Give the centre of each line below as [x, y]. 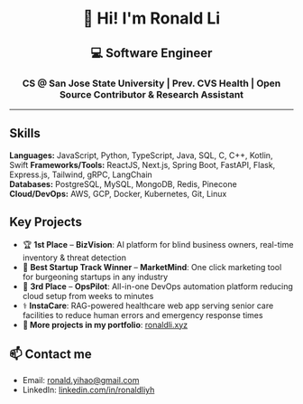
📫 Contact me [50, 354]
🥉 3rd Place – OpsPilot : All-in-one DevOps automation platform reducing [157, 286]
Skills [25, 133]
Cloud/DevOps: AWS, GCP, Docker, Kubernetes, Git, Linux [118, 193]
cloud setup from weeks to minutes [88, 296]
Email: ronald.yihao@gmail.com [81, 381]
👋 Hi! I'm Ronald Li [151, 19]
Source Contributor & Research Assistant [151, 94]
